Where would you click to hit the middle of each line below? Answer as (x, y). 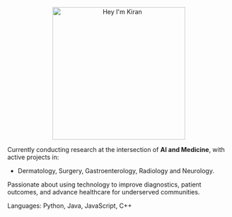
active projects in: (33, 157)
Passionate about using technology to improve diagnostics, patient (104, 184)
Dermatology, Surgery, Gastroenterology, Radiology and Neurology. (116, 171)
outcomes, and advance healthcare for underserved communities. (104, 192)
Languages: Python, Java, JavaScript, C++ (70, 206)
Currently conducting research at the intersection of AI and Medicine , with (116, 149)
